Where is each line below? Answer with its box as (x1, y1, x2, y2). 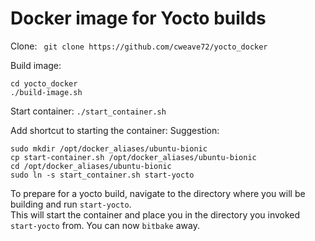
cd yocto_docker (10, 78, 78, 89)
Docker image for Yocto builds (10, 7, 267, 30)
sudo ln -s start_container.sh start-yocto (10, 170, 195, 180)
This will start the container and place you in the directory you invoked (10, 208, 301, 221)
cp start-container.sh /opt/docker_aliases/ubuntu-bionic (10, 152, 257, 162)
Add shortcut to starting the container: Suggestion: (10, 124, 220, 136)
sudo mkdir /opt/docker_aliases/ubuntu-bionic (10, 143, 208, 154)
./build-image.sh (10, 87, 83, 97)
